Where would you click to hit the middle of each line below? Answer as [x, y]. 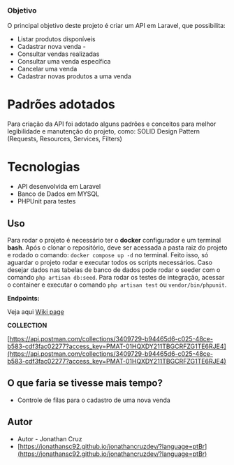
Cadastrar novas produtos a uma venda [74, 76]
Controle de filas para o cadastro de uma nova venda [94, 400]
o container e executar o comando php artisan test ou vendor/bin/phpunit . [117, 285]
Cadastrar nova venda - [51, 47]
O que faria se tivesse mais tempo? [85, 383]
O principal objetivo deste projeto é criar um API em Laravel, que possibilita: [116, 26]
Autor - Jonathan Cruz [50, 438]
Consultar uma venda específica [64, 62]
